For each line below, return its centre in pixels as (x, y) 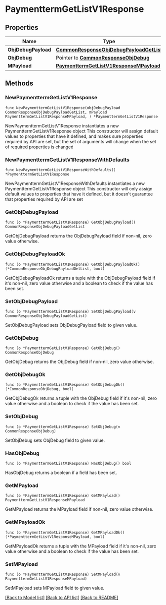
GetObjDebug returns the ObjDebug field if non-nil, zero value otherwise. (80, 362)
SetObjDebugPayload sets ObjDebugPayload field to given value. (71, 325)
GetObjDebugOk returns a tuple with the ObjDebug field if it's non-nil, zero (81, 398)
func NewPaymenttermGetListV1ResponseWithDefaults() (61, 170)
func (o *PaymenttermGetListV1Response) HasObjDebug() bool (68, 464)
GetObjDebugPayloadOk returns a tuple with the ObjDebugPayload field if (80, 278)
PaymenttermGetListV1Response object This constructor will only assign (79, 188)
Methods (19, 84)
